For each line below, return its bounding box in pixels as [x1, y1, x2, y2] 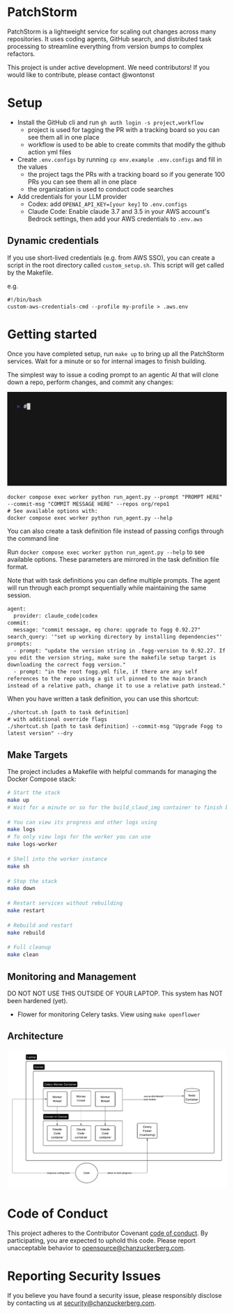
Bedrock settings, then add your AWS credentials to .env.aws [27, 214, 203, 223]
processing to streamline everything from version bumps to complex [7, 42, 203, 50]
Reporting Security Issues [7, 1269, 162, 1284]
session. [7, 591, 31, 599]
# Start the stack [7, 789, 61, 796]
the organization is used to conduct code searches [27, 184, 174, 193]
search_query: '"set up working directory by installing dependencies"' [7, 634, 223, 641]
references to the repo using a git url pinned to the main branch [7, 676, 208, 682]
